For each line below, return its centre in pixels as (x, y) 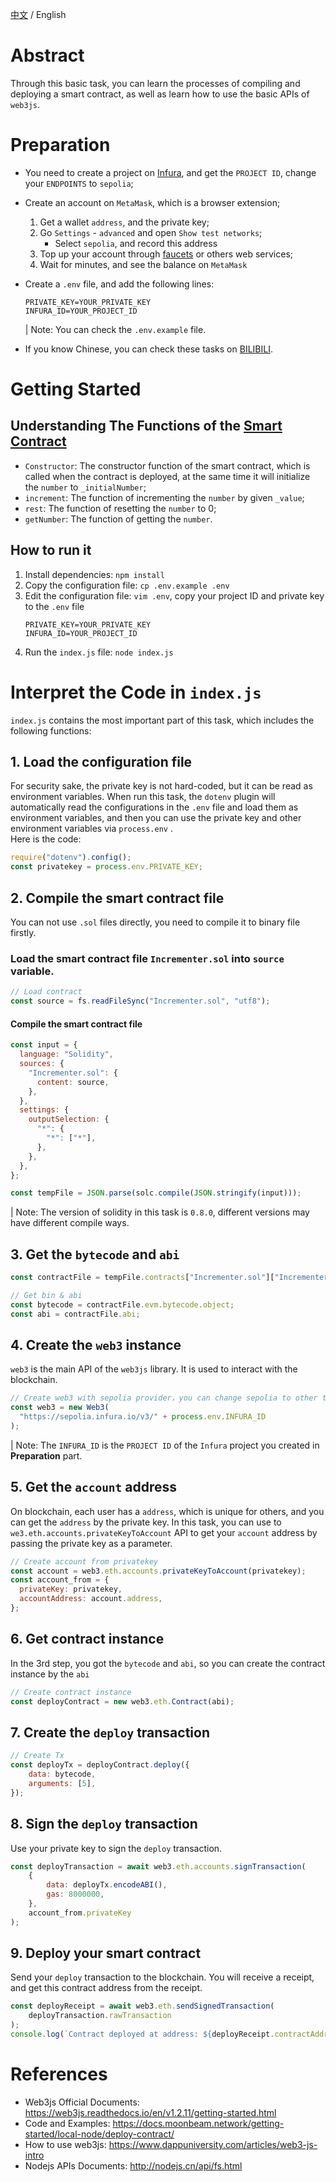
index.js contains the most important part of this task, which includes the (162, 720)
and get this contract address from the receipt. (106, 1988)
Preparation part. (46, 1455)
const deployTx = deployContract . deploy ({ (100, 1765)
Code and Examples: (67, 2123)
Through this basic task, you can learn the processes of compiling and (155, 83)
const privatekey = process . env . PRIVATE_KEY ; (106, 867)
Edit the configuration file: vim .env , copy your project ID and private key (174, 595)
